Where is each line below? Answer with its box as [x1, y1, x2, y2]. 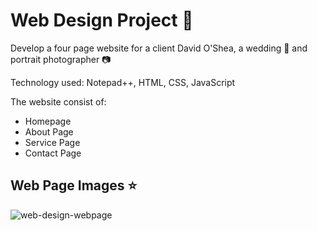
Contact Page [24, 147, 82, 159]
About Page [24, 125, 74, 138]
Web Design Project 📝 [10, 9, 194, 32]
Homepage [24, 115, 72, 127]
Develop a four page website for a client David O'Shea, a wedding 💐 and [10, 42, 308, 54]
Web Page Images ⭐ [10, 177, 138, 194]
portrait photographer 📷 [10, 53, 112, 65]
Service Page [24, 136, 81, 148]
